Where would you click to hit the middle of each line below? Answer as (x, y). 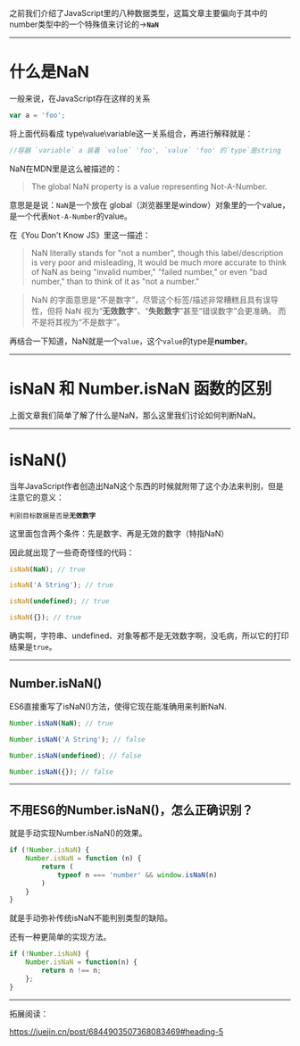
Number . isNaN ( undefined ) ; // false (75, 755)
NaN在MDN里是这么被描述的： (66, 169)
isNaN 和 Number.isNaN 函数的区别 (141, 389)
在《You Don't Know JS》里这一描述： (80, 235)
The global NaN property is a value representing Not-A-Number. (149, 187)
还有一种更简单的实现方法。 (60, 937)
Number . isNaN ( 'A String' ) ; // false (77, 739)
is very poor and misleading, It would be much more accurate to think (159, 262)
